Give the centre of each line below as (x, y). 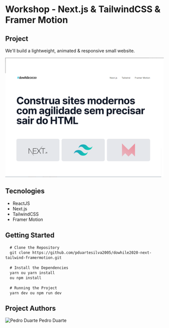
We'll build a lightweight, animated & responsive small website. (70, 51)
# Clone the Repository (34, 248)
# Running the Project (33, 288)
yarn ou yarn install (32, 273)
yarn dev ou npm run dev (36, 293)
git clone (20, 253)
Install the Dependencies (41, 268)
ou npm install (26, 278)
